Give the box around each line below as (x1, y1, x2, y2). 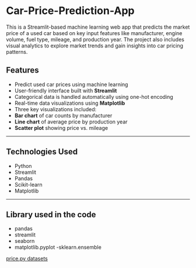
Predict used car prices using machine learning (14, 81, 128, 88)
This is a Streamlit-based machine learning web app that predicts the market (6, 23, 190, 30)
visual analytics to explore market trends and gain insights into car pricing (6, 42, 184, 49)
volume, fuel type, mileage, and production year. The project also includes (6, 36, 185, 43)
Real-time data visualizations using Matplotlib (14, 99, 125, 106)
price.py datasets (6, 255, 48, 262)
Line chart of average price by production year (14, 118, 128, 125)
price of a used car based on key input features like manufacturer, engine (6, 29, 183, 36)
